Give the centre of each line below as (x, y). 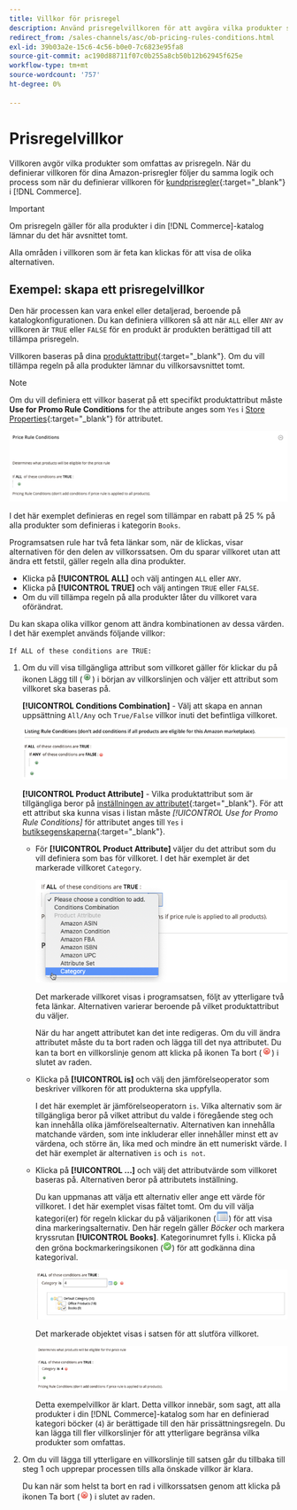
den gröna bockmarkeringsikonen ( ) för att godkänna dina (145, 1248)
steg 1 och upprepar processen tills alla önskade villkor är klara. (137, 1468)
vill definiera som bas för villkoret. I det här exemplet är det (142, 858)
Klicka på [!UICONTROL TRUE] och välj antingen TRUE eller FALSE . (141, 587)
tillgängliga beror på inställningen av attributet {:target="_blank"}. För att (152, 803)
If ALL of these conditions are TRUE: (80, 651)
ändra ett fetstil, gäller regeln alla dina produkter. (98, 561)
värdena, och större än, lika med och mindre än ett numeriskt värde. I (161, 1143)
